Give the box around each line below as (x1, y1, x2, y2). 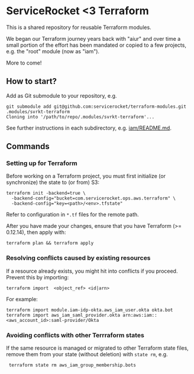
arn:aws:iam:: (122, 312, 158, 318)
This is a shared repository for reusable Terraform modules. (6, 24, 152, 31)
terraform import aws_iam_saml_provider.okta (6, 312, 120, 318)
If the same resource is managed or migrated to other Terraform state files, (6, 344, 189, 352)
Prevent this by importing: (6, 273, 69, 280)
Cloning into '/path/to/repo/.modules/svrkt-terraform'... (6, 114, 155, 120)
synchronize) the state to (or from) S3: (6, 179, 99, 186)
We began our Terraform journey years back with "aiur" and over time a (6, 35, 181, 42)
